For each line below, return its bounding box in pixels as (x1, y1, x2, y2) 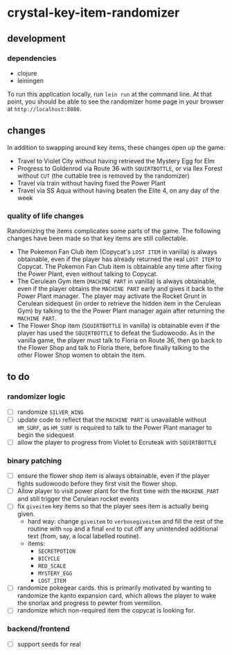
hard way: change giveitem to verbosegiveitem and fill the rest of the (27, 517, 224, 526)
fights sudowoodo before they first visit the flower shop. (17, 479, 178, 488)
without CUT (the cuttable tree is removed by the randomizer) (17, 172, 190, 180)
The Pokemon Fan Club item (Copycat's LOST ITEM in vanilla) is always (17, 247, 217, 256)
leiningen (17, 76, 44, 85)
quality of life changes (7, 210, 84, 220)
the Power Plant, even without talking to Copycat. (17, 270, 158, 278)
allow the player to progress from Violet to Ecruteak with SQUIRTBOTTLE (17, 438, 217, 446)
